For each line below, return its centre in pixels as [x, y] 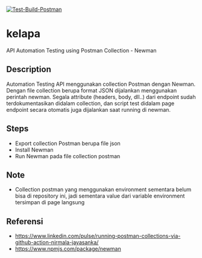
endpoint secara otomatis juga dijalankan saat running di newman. [88, 109]
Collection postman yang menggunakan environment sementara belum [103, 190]
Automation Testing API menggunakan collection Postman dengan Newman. [101, 84]
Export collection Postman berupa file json [68, 143]
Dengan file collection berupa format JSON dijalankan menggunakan [92, 90]
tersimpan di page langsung [50, 202]
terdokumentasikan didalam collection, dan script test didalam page [90, 103]
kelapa [24, 34]
